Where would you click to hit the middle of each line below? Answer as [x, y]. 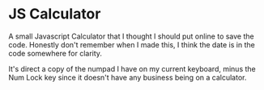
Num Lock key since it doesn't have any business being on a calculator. [128, 77]
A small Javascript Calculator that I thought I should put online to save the [131, 36]
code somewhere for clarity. [55, 53]
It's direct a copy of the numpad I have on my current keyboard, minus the [132, 68]
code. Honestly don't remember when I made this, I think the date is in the [132, 44]
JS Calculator [55, 14]
